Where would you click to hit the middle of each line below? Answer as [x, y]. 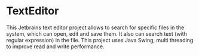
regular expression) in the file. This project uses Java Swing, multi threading [100, 40]
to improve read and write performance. [55, 46]
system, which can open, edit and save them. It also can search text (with [97, 33]
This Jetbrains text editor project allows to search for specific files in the [95, 27]
